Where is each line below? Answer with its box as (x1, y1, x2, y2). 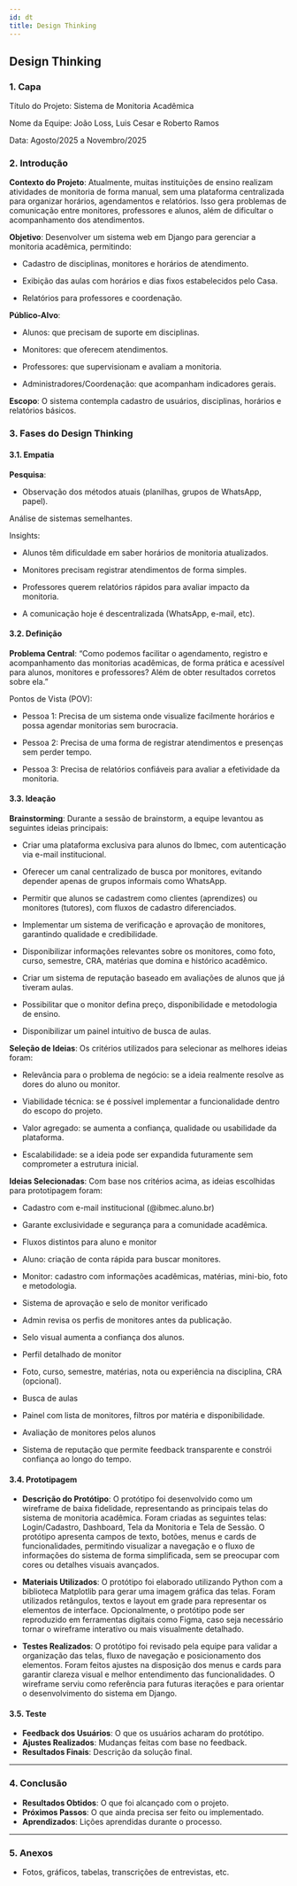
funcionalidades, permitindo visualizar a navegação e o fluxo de (21, 1541, 255, 1551)
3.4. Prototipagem (9, 1474, 78, 1485)
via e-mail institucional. (21, 850, 107, 860)
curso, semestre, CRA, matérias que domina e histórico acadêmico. (21, 956, 268, 966)
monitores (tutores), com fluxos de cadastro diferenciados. (21, 903, 237, 913)
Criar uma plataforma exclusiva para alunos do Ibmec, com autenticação (21, 840, 287, 850)
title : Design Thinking (9, 21, 97, 30)
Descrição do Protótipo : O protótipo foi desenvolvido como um (21, 1494, 254, 1504)
